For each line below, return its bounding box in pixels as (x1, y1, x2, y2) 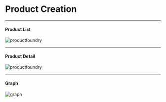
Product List (5, 26, 31, 32)
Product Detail (5, 53, 36, 59)
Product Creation (5, 3, 77, 15)
